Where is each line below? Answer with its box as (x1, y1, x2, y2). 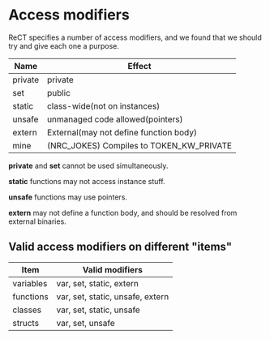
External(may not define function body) (47, 127, 197, 138)
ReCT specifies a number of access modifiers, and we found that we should (8, 32, 262, 42)
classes (12, 304, 42, 315)
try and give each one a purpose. (8, 41, 120, 50)
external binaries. (8, 217, 66, 226)
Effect (127, 60, 152, 71)
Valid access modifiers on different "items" (8, 240, 233, 254)
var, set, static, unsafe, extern (56, 290, 169, 302)
